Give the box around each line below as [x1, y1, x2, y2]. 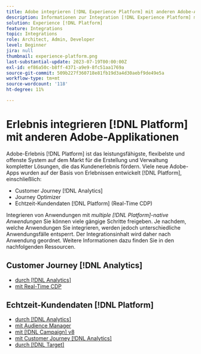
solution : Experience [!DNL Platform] [6, 20, 103, 26]
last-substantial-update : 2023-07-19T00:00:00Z [6, 59, 127, 65]
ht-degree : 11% [6, 87, 44, 93]
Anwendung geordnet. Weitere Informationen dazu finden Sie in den [6, 237, 175, 244]
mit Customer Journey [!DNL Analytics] [14, 335, 112, 342]
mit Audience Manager [14, 322, 72, 329]
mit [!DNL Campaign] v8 [14, 328, 75, 335]
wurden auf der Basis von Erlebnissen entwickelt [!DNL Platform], [20, 169, 182, 176]
